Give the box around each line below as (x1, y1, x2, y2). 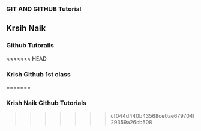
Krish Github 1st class (6, 70, 71, 78)
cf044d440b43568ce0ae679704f (110, 112, 195, 120)
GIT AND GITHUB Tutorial (6, 5, 82, 13)
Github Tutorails (6, 41, 55, 50)
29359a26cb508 (110, 119, 152, 126)
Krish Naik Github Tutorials (6, 99, 87, 107)
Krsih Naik (6, 23, 46, 34)
